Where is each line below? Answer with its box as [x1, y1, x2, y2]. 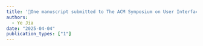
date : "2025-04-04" [6, 25, 56, 32]
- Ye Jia [11, 20, 34, 26]
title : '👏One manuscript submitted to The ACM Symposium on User [6, 8, 174, 15]
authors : [6, 14, 28, 20]
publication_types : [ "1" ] [6, 31, 71, 37]
